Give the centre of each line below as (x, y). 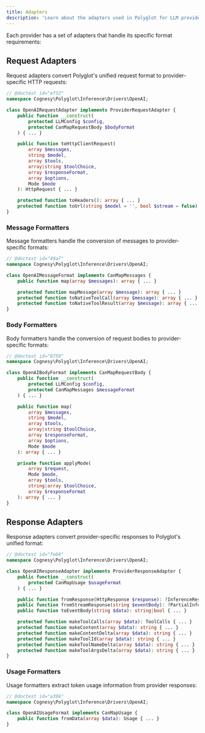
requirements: (24, 42)
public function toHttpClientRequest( (67, 144)
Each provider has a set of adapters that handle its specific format (89, 35)
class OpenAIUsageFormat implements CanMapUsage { (72, 713)
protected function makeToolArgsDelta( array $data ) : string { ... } (106, 650)
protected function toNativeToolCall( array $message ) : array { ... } (108, 298)
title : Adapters (27, 12)
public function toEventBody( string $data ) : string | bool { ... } (102, 611)
